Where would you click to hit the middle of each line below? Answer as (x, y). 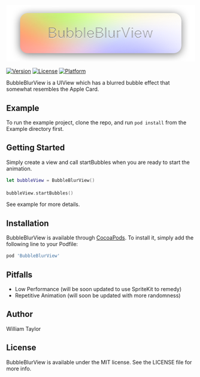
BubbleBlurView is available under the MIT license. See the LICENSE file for (99, 362)
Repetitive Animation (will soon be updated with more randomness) (98, 295)
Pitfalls (19, 275)
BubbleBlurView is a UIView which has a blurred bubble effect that (88, 83)
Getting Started (36, 148)
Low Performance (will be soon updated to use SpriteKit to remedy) (98, 289)
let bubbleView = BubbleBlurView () (51, 180)
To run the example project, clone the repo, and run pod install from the (96, 122)
